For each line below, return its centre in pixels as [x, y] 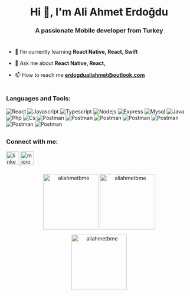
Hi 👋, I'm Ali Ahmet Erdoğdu [99, 12]
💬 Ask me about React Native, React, [60, 63]
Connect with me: [32, 142]
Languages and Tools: [38, 99]
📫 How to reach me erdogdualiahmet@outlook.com [80, 75]
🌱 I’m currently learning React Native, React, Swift [76, 52]
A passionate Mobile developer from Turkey [99, 31]
